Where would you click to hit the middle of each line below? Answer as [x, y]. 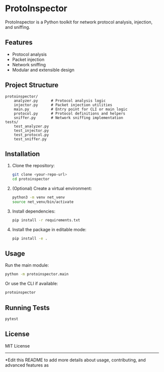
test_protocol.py [31, 135]
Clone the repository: [33, 166]
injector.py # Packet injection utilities [63, 105]
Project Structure [32, 85]
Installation [22, 154]
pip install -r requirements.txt [46, 220]
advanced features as [27, 365]
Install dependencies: [34, 211]
